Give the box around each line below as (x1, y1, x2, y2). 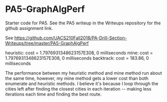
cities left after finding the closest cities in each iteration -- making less (5, 86, 151, 92)
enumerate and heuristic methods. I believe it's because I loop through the (5, 81, 158, 87)
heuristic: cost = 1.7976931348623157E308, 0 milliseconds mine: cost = (5, 50, 153, 56)
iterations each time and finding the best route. (5, 91, 101, 97)
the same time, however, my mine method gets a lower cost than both (5, 75, 149, 81)
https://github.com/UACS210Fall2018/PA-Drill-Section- (14, 35, 127, 41)
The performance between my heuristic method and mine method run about (5, 70, 162, 76)
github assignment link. (5, 25, 53, 31)
